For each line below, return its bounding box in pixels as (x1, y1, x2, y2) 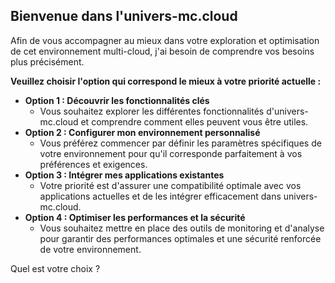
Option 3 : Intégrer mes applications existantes (24, 169, 225, 181)
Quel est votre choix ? (10, 262, 101, 274)
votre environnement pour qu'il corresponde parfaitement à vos (39, 147, 303, 159)
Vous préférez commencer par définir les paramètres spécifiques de (39, 137, 322, 149)
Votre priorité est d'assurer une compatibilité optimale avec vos (39, 179, 302, 191)
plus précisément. (10, 55, 85, 68)
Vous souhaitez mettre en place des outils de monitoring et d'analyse (39, 222, 325, 234)
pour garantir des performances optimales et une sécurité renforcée (39, 232, 322, 244)
